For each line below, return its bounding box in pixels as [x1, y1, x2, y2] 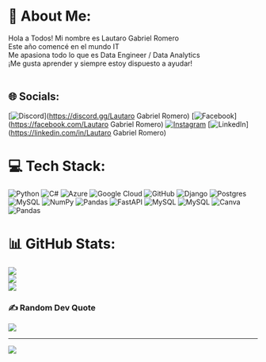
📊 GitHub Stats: [8, 234, 116, 253]
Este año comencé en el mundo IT [8, 41, 120, 51]
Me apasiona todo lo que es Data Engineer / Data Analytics [8, 50, 200, 59]
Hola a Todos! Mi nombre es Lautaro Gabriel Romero [8, 33, 180, 43]
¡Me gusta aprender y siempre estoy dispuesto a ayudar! [8, 59, 192, 68]
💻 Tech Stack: [8, 157, 106, 175]
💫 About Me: [8, 7, 92, 25]
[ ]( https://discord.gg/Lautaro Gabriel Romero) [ [8, 111, 195, 120]
